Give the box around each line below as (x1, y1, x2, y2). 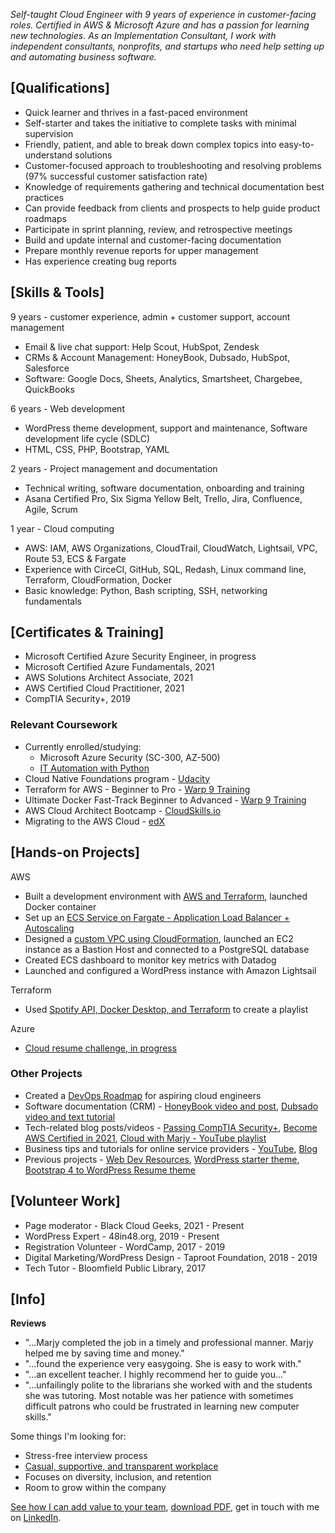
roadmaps (24, 212, 67, 224)
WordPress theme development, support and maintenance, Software (24, 422, 308, 434)
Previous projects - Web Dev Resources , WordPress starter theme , (24, 1153, 300, 1165)
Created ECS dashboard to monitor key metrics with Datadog (24, 954, 277, 966)
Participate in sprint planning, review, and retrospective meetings (24, 223, 293, 235)
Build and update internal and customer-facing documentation (24, 234, 282, 246)
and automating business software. (10, 51, 157, 63)
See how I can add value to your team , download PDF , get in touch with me (10, 1501, 320, 1513)
